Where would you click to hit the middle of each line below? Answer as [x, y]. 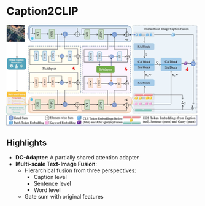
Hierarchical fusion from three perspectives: [80, 170]
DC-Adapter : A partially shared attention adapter [77, 158]
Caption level [50, 177]
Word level [47, 190]
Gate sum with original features [64, 197]
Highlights [27, 143]
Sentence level [52, 184]
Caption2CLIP [42, 11]
